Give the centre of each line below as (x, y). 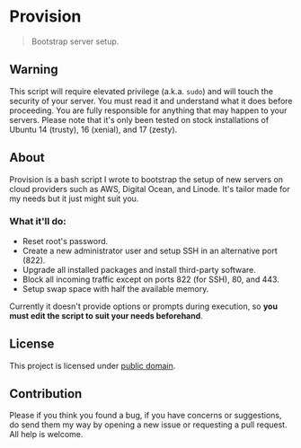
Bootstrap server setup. (75, 41)
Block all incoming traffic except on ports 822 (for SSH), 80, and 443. (151, 279)
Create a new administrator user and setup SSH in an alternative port (150, 250)
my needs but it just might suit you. (74, 198)
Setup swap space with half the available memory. (115, 288)
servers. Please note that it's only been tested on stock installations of (139, 119)
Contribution (46, 394)
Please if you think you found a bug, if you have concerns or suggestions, (146, 416)
